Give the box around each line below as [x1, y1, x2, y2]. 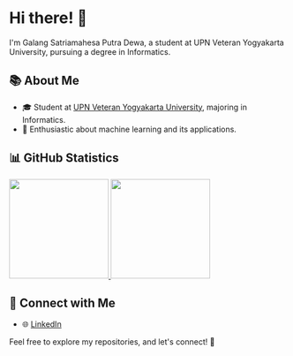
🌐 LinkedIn [21, 319, 62, 329]
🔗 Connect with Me [9, 295, 116, 310]
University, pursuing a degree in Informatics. [9, 46, 171, 57]
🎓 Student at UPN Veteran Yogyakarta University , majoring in [21, 102, 247, 112]
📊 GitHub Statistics [9, 150, 119, 166]
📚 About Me [9, 73, 79, 88]
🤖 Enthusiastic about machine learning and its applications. [21, 124, 237, 134]
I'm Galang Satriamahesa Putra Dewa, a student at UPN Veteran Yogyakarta [9, 37, 284, 48]
